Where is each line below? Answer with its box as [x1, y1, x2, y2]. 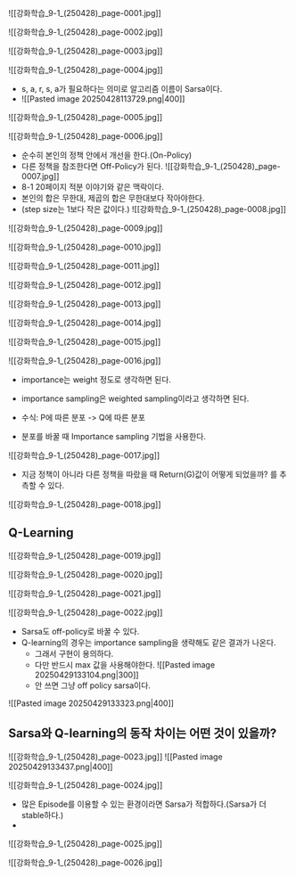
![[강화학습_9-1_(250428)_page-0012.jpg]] [8, 280, 161, 290]
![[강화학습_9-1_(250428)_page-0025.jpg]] [8, 838, 162, 848]
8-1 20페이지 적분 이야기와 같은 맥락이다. [21, 182, 164, 192]
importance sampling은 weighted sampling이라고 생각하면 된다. [21, 393, 250, 404]
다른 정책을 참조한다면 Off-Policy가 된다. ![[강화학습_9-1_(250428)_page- [21, 161, 282, 171]
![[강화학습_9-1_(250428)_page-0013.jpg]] [8, 299, 161, 309]
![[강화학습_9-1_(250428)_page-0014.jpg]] [8, 317, 161, 328]
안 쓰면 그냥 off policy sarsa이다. [34, 680, 151, 691]
